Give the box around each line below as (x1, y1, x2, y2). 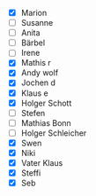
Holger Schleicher (20, 128, 87, 138)
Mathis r (20, 58, 52, 68)
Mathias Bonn (20, 117, 71, 128)
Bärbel (20, 37, 46, 48)
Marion (20, 8, 48, 18)
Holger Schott (20, 98, 72, 108)
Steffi (20, 168, 41, 178)
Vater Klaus (20, 157, 63, 168)
